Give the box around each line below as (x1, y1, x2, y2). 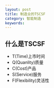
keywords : (5, 20, 25, 26)
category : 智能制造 (5, 16, 41, 21)
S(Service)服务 (12, 72, 42, 77)
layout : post (5, 7, 31, 12)
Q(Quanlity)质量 (12, 59, 44, 65)
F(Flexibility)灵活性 (12, 78, 50, 84)
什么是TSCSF (5, 40, 45, 48)
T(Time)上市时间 (12, 54, 45, 59)
